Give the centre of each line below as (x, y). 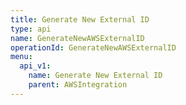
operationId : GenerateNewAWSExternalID (93, 47)
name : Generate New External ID (95, 76)
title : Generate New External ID (80, 19)
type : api (31, 29)
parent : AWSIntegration (78, 85)
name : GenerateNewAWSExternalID (77, 38)
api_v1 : (35, 66)
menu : (21, 57)
